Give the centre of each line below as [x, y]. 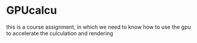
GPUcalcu [32, 10]
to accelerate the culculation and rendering [60, 33]
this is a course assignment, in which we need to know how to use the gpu [99, 27]
